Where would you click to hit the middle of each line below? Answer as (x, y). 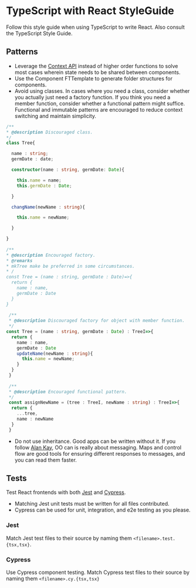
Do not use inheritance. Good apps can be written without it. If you (95, 441)
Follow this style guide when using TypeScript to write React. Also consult (95, 27)
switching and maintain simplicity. (55, 116)
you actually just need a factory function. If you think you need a (92, 97)
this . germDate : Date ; (44, 186)
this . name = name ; (39, 180)
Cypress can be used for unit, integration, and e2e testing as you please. (102, 510)
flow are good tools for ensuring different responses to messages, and (100, 453)
